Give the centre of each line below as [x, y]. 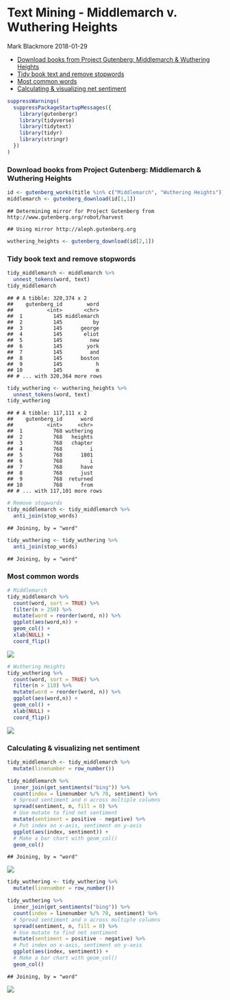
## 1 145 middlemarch [53, 316]
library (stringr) [44, 139]
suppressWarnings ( [33, 101]
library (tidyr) [41, 133]
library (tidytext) [46, 127]
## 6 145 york [53, 346]
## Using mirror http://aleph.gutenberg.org [72, 229]
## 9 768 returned [50, 479]
